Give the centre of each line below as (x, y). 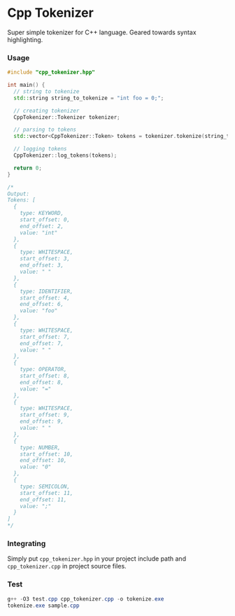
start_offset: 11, (47, 493)
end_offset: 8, (42, 382)
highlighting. (25, 39)
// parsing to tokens (45, 130)
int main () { (26, 85)
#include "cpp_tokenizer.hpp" (51, 72)
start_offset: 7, (45, 337)
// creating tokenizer (47, 111)
